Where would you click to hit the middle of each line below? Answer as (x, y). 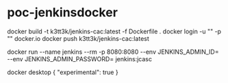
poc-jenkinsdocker (63, 13)
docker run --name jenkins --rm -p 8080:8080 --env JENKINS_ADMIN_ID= (113, 52)
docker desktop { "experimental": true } (63, 72)
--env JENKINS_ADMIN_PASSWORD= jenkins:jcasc (80, 59)
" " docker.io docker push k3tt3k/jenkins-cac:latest (78, 38)
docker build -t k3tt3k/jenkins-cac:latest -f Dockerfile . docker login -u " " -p (114, 31)
